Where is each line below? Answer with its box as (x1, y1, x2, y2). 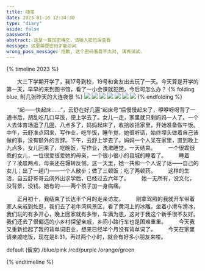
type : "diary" (6, 20, 43, 26)
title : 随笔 (6, 9, 35, 15)
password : (6, 32, 32, 38)
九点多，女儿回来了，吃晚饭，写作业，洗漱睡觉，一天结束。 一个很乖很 (6, 144, 195, 151)
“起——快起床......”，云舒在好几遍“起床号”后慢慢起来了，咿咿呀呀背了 (17, 106, 191, 113)
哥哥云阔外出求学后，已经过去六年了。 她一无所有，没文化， (32, 174, 195, 181)
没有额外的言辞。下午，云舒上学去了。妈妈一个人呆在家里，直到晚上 (27, 136, 199, 144)
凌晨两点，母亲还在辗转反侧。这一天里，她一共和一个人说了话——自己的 (16, 159, 199, 166)
